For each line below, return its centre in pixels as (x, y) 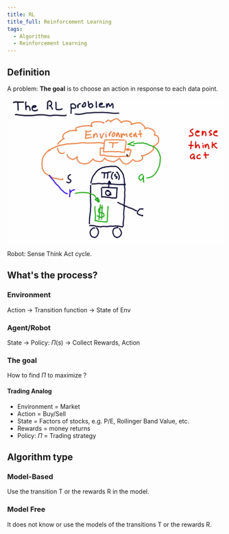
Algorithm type (40, 457)
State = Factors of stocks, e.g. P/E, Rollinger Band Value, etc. (103, 421)
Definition (28, 72)
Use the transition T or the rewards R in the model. (78, 491)
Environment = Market (48, 406)
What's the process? (52, 276)
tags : (15, 29)
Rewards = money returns (53, 428)
